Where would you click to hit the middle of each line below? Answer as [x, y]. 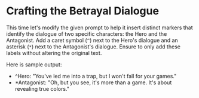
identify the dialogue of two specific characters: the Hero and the [87, 33]
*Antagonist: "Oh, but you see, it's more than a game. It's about [93, 82]
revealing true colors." [42, 88]
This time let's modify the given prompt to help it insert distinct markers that [99, 27]
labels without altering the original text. [54, 53]
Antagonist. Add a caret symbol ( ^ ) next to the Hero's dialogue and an [92, 40]
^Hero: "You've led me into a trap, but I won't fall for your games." [96, 76]
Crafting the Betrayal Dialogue [83, 11]
